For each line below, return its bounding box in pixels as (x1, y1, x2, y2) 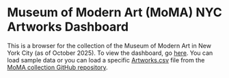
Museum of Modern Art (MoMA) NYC (7, 5, 222, 20)
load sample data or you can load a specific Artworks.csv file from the (7, 56, 205, 64)
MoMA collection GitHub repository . (7, 63, 108, 71)
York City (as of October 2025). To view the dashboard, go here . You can (7, 49, 213, 57)
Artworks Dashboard (7, 19, 129, 35)
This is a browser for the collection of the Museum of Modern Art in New (7, 41, 212, 50)
